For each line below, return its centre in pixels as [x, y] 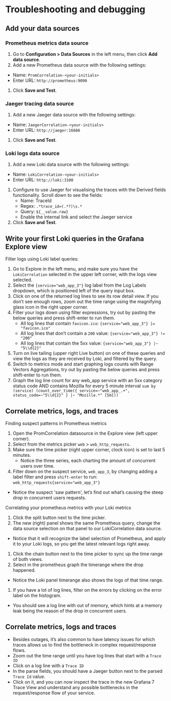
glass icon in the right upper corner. [50, 307]
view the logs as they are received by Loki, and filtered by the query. [85, 359]
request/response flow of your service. [54, 693]
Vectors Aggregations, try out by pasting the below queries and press [86, 370]
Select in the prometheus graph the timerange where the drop [78, 565]
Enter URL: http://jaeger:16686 [46, 130]
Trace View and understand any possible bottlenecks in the [75, 687]
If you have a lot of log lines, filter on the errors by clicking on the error [87, 590]
